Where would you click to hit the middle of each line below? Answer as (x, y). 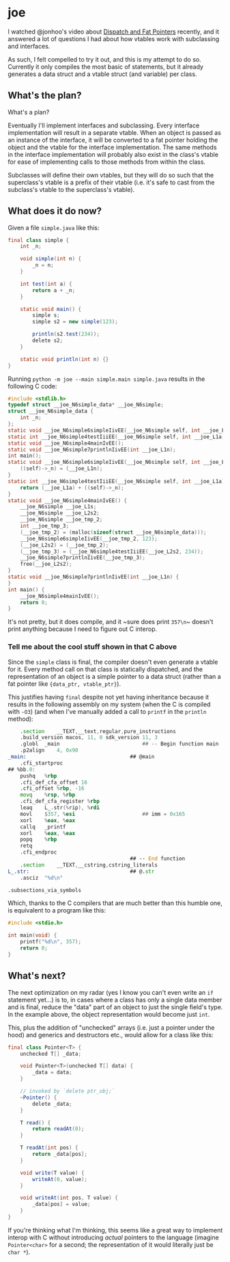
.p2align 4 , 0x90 (49, 751)
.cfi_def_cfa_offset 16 (54, 782)
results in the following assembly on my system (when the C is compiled (109, 704)
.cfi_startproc (42, 763)
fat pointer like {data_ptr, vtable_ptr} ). (64, 684)
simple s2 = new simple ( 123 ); (75, 322)
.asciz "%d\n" (42, 878)
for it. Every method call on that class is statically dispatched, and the (105, 669)
